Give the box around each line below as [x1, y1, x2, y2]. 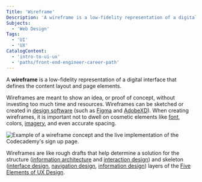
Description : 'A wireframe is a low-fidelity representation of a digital [6, 14, 198, 20]
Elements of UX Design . [6, 168, 65, 175]
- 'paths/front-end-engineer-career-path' [11, 59, 120, 65]
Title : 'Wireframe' [6, 8, 55, 15]
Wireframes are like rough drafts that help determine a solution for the [6, 149, 180, 157]
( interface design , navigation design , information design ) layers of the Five [6, 162, 191, 169]
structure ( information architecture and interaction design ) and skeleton [6, 155, 184, 163]
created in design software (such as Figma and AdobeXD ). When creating [6, 107, 189, 114]
